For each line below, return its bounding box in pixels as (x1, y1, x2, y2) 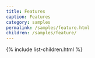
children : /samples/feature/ (6, 30, 77, 36)
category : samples (6, 19, 51, 25)
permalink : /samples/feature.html (6, 24, 90, 31)
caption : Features (6, 14, 51, 20)
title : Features (6, 8, 45, 14)
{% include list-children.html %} (6, 46, 83, 53)
